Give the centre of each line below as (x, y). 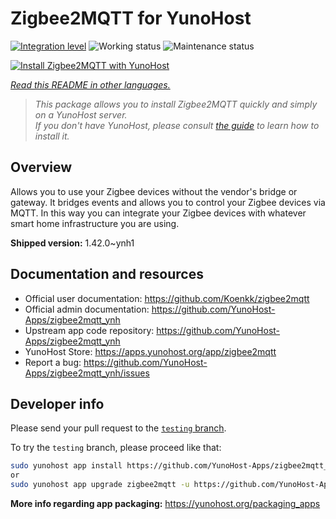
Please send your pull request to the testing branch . (118, 428)
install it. (52, 136)
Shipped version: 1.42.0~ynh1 (72, 243)
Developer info (57, 403)
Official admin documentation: (87, 309)
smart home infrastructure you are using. (95, 223)
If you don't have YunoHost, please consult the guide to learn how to (177, 125)
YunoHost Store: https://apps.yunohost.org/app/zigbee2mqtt (150, 351)
